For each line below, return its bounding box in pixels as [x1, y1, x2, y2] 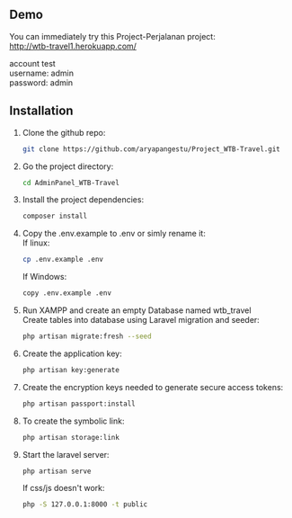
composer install [22, 211, 88, 221]
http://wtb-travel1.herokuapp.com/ [9, 40, 137, 51]
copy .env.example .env [22, 289, 112, 298]
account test [9, 58, 56, 68]
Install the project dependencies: [22, 194, 145, 205]
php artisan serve [22, 467, 92, 476]
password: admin [9, 76, 74, 88]
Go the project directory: [22, 161, 114, 172]
